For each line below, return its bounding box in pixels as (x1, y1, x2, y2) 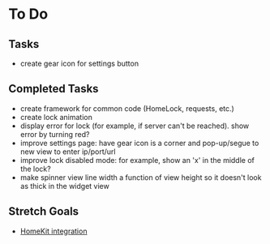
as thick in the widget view (19, 181, 109, 190)
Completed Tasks (8, 82, 99, 96)
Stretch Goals (8, 204, 79, 219)
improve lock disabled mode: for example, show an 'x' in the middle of (19, 155, 255, 165)
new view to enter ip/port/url (19, 147, 116, 156)
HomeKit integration (19, 226, 88, 236)
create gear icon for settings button (19, 58, 139, 68)
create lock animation (19, 112, 93, 122)
